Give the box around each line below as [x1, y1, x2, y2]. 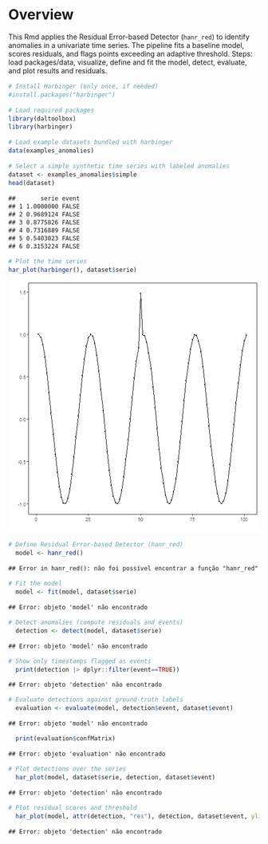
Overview [8, 6, 74, 24]
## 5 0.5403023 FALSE [8, 234, 81, 243]
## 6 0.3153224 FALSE [8, 242, 81, 250]
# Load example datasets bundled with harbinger [8, 138, 173, 147]
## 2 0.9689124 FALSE [8, 210, 81, 219]
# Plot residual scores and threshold [8, 803, 137, 811]
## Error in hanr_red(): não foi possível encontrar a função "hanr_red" [8, 565, 259, 573]
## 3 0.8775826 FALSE [8, 218, 81, 227]
